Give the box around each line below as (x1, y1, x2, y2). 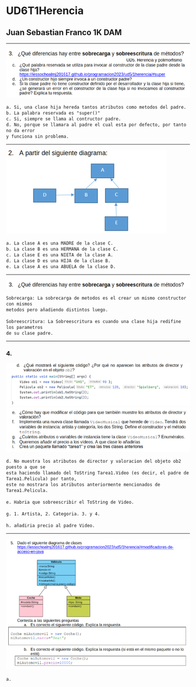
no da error (6, 128, 35, 134)
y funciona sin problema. (6, 133, 69, 140)
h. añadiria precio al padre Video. (6, 523, 95, 529)
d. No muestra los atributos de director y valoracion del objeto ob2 (6, 458, 181, 465)
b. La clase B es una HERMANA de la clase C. (6, 246, 118, 252)
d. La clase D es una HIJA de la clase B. (6, 258, 111, 264)
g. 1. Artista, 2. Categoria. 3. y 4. (6, 511, 100, 517)
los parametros (6, 325, 43, 331)
